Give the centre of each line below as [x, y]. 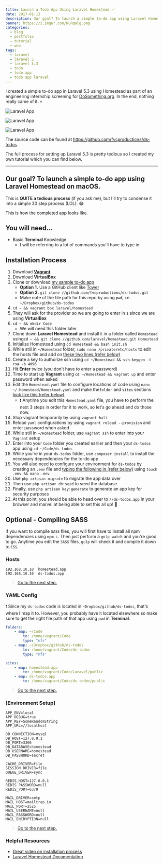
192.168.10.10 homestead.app [36, 569]
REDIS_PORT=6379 [22, 790]
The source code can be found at [39, 139]
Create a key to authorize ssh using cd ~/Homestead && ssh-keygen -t [82, 359]
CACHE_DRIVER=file [24, 764]
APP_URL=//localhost [26, 726]
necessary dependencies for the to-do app [55, 459]
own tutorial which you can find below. [44, 159]
